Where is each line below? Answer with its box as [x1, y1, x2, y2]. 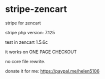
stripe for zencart [5, 20, 41, 26]
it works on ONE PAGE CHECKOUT [5, 49, 77, 55]
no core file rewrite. [5, 58, 46, 64]
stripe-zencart [5, 3, 67, 15]
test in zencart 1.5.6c [5, 39, 48, 45]
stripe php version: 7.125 [5, 29, 55, 35]
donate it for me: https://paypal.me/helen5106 [5, 68, 100, 74]
